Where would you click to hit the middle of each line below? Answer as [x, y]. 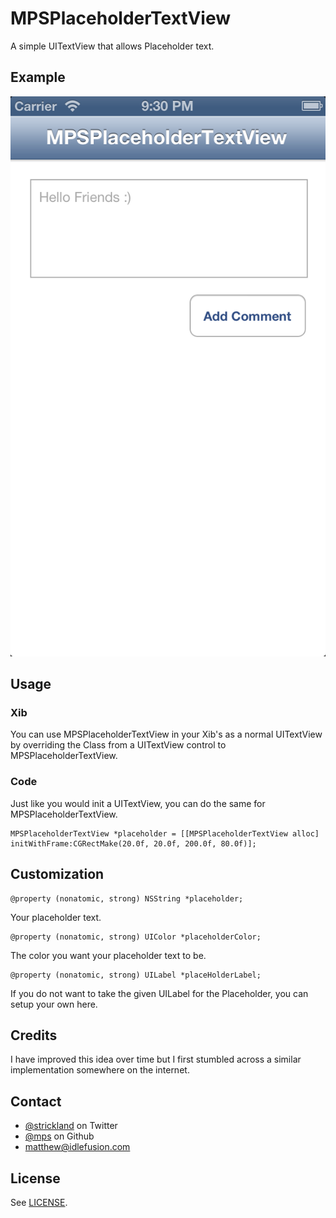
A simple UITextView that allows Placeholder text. [112, 46]
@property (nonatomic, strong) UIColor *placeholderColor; [136, 937]
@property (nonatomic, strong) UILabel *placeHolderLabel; [136, 975]
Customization [57, 874]
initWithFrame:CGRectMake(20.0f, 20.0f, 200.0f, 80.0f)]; [133, 843]
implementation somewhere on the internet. [100, 1070]
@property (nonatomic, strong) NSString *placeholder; [127, 898]
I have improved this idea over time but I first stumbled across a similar [156, 1059]
